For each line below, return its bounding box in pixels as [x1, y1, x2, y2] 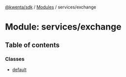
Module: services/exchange [5, 22, 122, 32]
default [12, 66, 27, 73]
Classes [5, 55, 25, 62]
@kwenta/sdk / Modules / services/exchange [5, 4, 96, 10]
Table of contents [5, 41, 60, 49]
